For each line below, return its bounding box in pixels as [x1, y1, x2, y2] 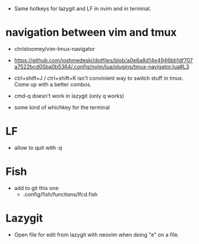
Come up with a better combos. [14, 81, 92, 88]
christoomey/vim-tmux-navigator [14, 45, 96, 52]
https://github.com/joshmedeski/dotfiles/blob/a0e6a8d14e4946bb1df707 [14, 56, 193, 64]
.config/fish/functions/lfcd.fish [23, 191, 98, 198]
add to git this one [14, 184, 59, 191]
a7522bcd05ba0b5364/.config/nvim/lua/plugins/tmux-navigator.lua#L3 [14, 63, 189, 70]
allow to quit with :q [14, 144, 62, 151]
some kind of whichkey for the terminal [14, 104, 110, 111]
